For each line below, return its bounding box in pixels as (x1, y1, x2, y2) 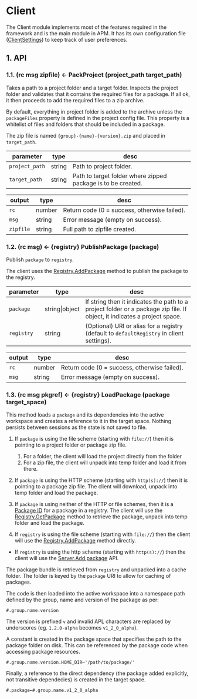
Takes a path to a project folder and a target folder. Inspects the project (6, 84, 178, 91)
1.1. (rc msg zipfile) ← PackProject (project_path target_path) (6, 71, 182, 79)
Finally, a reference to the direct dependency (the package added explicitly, (6, 670, 189, 677)
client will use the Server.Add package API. (14, 555, 119, 562)
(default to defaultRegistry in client (85, 329, 184, 337)
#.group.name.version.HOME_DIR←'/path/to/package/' (6, 660, 135, 665)
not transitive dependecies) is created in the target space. (6, 676, 146, 683)
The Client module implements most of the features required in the (6, 24, 167, 31)
